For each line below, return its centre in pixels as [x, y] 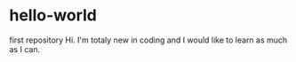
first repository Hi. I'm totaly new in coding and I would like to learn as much [148, 40]
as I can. [25, 49]
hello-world [53, 15]
